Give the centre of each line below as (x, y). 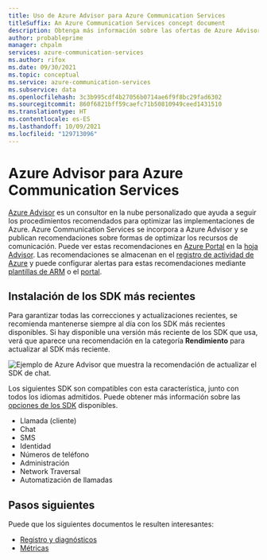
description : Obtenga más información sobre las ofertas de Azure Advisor (135, 30)
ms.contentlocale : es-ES (49, 119)
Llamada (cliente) (48, 421)
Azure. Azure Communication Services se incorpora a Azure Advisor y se (128, 229)
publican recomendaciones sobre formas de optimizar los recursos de (123, 237)
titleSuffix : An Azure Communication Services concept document (117, 23)
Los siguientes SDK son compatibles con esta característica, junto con (124, 389)
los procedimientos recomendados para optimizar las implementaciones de (132, 220)
